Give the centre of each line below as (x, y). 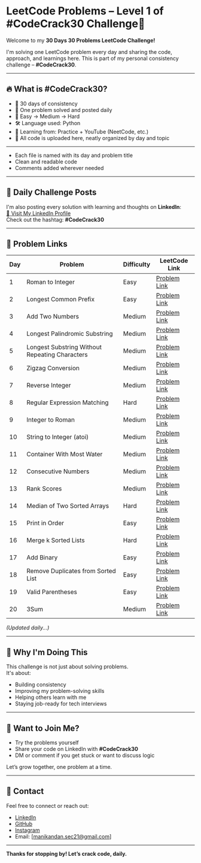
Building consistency (41, 685)
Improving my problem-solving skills (60, 691)
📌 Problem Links (37, 244)
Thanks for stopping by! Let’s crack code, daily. (67, 853)
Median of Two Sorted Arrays (68, 506)
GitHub (24, 823)
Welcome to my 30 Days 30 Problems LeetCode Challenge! (81, 40)
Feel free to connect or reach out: (48, 806)
